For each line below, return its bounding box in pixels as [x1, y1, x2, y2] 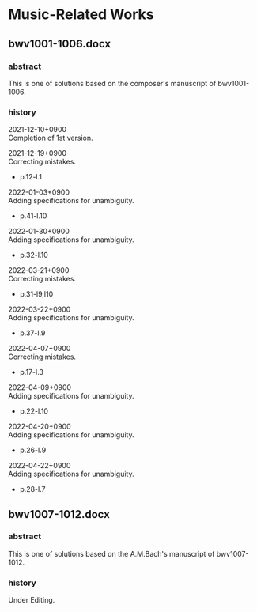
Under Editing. [8, 595, 55, 605]
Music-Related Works [8, 6, 154, 24]
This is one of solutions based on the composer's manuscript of [8, 78, 217, 88]
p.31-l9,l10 [19, 289, 54, 299]
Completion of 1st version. [8, 133, 93, 143]
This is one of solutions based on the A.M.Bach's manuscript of [8, 549, 215, 558]
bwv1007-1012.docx [8, 508, 111, 521]
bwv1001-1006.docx [8, 37, 111, 51]
